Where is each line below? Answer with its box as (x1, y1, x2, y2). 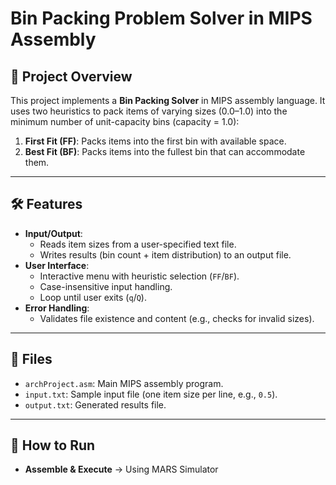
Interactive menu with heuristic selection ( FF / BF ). (39, 270, 240, 282)
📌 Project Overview (10, 68, 133, 85)
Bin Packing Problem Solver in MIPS (10, 7, 313, 30)
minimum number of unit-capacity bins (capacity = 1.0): (10, 116, 240, 127)
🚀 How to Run (10, 437, 96, 454)
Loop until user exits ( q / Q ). (39, 291, 147, 303)
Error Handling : (24, 302, 90, 314)
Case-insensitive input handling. (39, 280, 173, 292)
